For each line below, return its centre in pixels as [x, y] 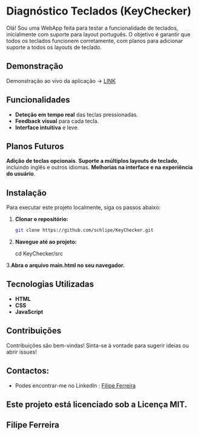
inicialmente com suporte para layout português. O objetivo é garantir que [98, 34]
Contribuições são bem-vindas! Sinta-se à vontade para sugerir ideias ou [98, 345]
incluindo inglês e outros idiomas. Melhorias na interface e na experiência [99, 167]
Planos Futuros [35, 146]
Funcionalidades [38, 100]
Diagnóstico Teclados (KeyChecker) [99, 11]
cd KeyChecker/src [39, 254]
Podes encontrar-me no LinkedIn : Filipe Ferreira [75, 385]
